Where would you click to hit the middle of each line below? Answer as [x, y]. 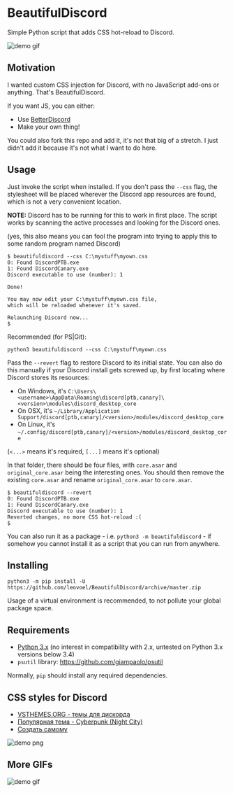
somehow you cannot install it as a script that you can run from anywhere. [114, 543]
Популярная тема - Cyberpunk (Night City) [80, 722]
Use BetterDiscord [44, 119]
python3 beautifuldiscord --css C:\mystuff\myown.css [87, 349]
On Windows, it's [42, 391]
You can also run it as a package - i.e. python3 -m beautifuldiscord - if [109, 536]
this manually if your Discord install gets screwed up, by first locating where [116, 370]
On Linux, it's [36, 424]
